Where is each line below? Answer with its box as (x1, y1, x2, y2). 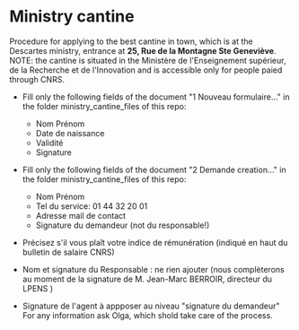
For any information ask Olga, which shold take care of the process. (22, 309, 274, 320)
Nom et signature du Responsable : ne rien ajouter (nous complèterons (22, 264, 285, 274)
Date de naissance (35, 127, 105, 138)
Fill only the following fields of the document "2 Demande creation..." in (22, 164, 286, 175)
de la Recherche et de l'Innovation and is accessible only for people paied (9, 65, 283, 75)
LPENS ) (22, 282, 54, 293)
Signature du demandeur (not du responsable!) (35, 220, 210, 230)
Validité (35, 137, 64, 148)
